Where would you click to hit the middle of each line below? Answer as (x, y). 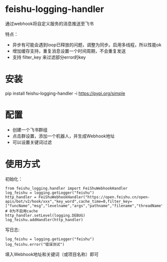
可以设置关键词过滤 (32, 142)
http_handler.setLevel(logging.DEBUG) (45, 215)
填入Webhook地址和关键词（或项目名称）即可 (52, 254)
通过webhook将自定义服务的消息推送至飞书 (49, 23)
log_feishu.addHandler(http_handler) (44, 220)
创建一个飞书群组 (30, 130)
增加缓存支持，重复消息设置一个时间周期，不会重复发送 (69, 51)
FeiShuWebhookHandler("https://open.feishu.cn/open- (94, 197)
